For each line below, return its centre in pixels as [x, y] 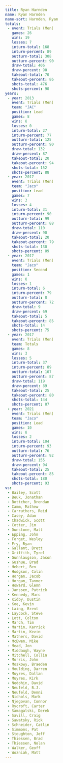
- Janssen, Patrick [27, 590]
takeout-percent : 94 [33, 163]
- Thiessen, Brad [25, 739]
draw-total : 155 [28, 460]
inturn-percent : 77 [31, 135]
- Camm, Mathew [23, 507]
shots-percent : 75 [31, 330]
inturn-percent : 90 [31, 214]
